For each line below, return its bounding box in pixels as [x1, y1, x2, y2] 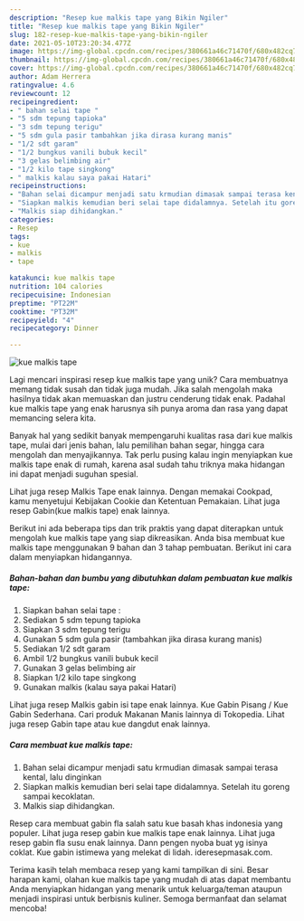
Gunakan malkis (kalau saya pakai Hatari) [22, 682, 177, 693]
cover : [9, 64, 34, 73]
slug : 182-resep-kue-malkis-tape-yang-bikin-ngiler [9, 30, 208, 39]
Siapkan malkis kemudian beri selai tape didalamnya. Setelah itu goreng [22, 782, 290, 793]
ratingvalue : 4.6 [9, 81, 75, 90]
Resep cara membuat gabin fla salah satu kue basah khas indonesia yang [9, 818, 283, 829]
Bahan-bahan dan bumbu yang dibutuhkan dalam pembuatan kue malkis [9, 572, 293, 584]
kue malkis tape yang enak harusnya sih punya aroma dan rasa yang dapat [9, 404, 289, 414]
